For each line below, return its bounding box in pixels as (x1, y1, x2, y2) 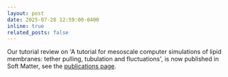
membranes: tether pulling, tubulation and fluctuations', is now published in (7, 55, 219, 63)
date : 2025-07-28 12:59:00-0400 (7, 16, 99, 23)
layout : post (7, 10, 45, 17)
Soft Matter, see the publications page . (7, 62, 116, 70)
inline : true (7, 22, 45, 29)
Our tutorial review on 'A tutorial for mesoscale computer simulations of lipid (7, 48, 222, 56)
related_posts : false (7, 29, 69, 36)
